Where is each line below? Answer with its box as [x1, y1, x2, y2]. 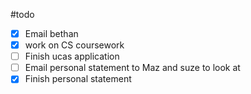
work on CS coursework [24, 39, 125, 51]
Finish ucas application [24, 50, 120, 63]
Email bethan [24, 28, 79, 39]
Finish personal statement [24, 73, 132, 85]
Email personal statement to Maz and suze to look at [24, 62, 241, 74]
